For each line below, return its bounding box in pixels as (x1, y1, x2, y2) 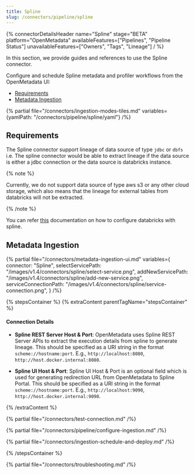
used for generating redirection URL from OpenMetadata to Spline (14, 374, 175, 381)
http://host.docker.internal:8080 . (14, 356, 101, 363)
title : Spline (6, 8, 41, 15)
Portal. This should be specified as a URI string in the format (14, 380, 160, 387)
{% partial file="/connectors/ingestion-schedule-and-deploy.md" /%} (6, 438, 175, 445)
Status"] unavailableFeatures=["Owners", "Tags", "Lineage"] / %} (6, 42, 164, 50)
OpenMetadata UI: (6, 78, 51, 85)
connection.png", (6, 287, 48, 294)
